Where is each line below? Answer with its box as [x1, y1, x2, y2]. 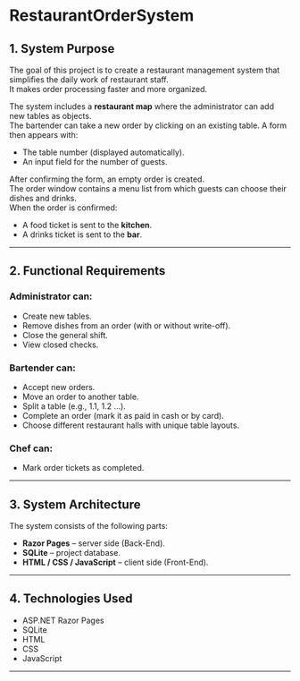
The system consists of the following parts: [9, 521, 168, 532]
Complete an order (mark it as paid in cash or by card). [21, 410, 225, 421]
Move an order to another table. [21, 391, 139, 402]
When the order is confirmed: [9, 202, 118, 213]
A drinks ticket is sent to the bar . [21, 229, 143, 240]
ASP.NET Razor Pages [21, 615, 104, 626]
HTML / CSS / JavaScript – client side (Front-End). [21, 557, 209, 568]
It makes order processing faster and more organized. [9, 84, 208, 94]
